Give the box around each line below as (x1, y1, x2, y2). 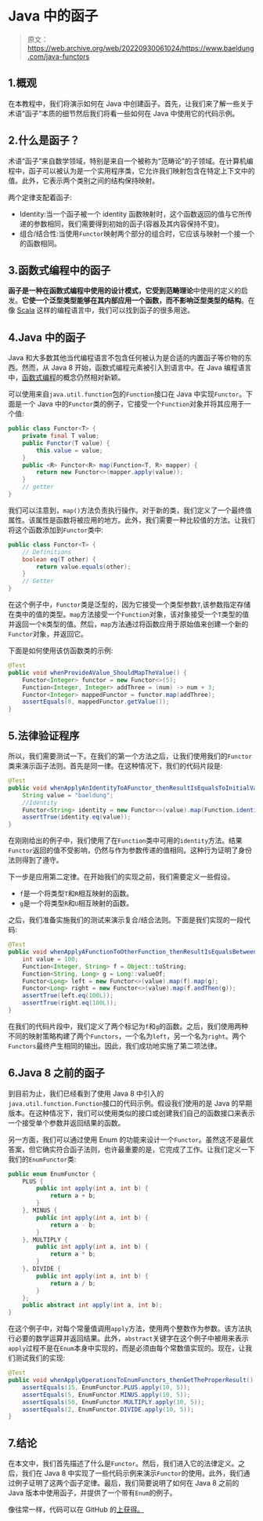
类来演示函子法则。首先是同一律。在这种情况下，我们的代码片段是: (8, 761, 223, 770)
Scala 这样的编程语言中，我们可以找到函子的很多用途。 (16, 305, 195, 315)
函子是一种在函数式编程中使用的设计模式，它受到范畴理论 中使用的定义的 (8, 286, 241, 295)
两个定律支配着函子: (8, 192, 73, 202)
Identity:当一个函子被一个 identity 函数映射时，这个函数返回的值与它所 (19, 209, 246, 218)
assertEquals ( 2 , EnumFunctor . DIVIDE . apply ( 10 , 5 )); (22, 1406, 194, 1413)
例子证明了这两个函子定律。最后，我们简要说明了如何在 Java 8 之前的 (14, 1479, 240, 1488)
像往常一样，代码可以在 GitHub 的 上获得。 (8, 1505, 145, 1515)
